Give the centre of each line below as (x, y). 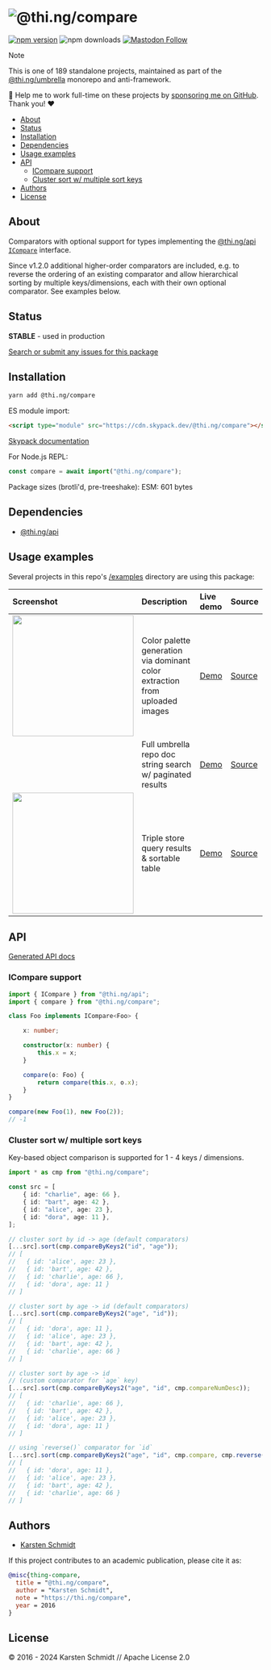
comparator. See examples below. (65, 291)
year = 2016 (36, 1605)
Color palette (166, 640)
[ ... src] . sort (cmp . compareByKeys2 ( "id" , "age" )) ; (94, 1246)
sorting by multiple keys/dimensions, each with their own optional (117, 282)
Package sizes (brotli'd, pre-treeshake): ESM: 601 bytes (101, 487)
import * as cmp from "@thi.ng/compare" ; (79, 1173)
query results (167, 848)
